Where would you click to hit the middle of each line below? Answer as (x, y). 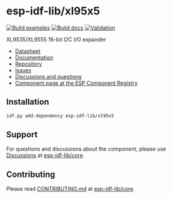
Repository (28, 64)
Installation (28, 102)
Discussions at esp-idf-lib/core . (45, 155)
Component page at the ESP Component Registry (76, 83)
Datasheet (28, 51)
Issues (23, 70)
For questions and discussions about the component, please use (86, 149)
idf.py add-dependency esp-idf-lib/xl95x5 (60, 116)
